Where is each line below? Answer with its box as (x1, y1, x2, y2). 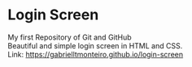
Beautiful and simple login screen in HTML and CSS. (7, 40, 183, 50)
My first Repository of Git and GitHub (7, 32, 132, 42)
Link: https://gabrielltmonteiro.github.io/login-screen (7, 49, 184, 59)
